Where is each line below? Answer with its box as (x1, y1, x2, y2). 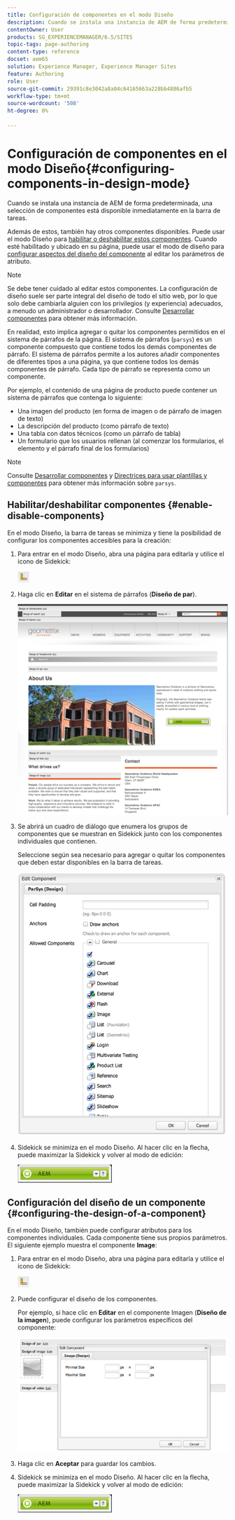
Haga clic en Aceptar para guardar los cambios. (17, 1460, 157, 1468)
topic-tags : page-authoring (7, 41, 90, 48)
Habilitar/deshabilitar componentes (7, 499, 166, 511)
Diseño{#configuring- (44, 161, 175, 177)
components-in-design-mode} (7, 176, 191, 192)
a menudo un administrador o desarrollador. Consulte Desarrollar (7, 306, 194, 315)
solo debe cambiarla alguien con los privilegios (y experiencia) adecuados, (7, 299, 223, 308)
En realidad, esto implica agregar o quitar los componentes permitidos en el (7, 327, 225, 336)
